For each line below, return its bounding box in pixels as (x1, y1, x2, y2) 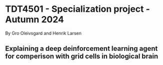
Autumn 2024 (5, 14, 64, 25)
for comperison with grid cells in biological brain (5, 52, 159, 61)
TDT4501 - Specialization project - (5, 3, 151, 15)
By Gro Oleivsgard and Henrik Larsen (5, 30, 82, 36)
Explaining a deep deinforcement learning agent (5, 44, 158, 53)
